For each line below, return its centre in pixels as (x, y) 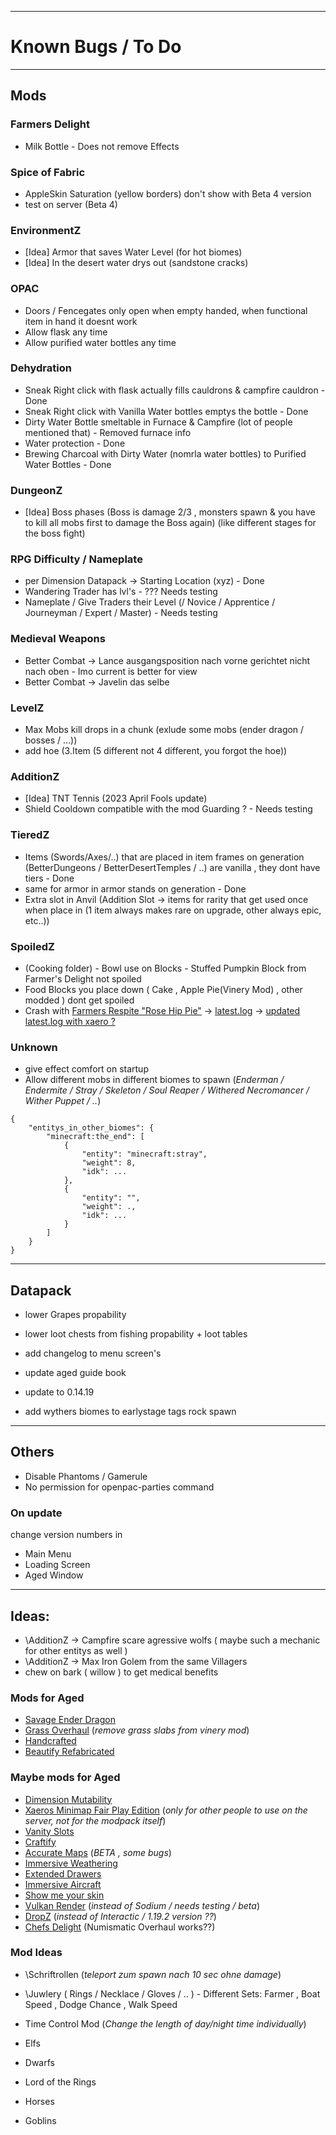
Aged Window (54, 1575)
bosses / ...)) (51, 740)
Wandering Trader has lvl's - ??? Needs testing (121, 592)
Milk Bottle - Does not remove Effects (102, 146)
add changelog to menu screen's (93, 1353)
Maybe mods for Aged (65, 1778)
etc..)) (37, 920)
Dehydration (41, 368)
